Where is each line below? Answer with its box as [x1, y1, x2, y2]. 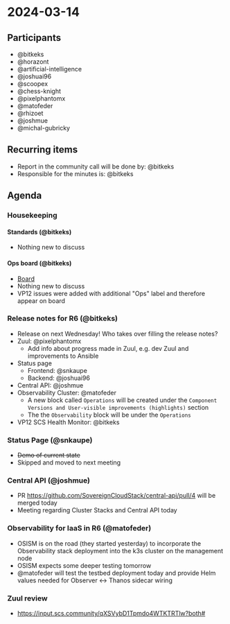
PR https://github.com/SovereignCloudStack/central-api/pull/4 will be [17, 492, 216, 500]
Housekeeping [7, 211, 57, 220]
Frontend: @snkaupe [27, 366, 88, 374]
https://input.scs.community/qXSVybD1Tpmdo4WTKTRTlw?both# [17, 609, 206, 618]
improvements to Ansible [27, 352, 99, 360]
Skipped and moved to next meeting [17, 458, 121, 467]
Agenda [7, 190, 42, 202]
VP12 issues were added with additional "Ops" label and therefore [17, 289, 206, 297]
